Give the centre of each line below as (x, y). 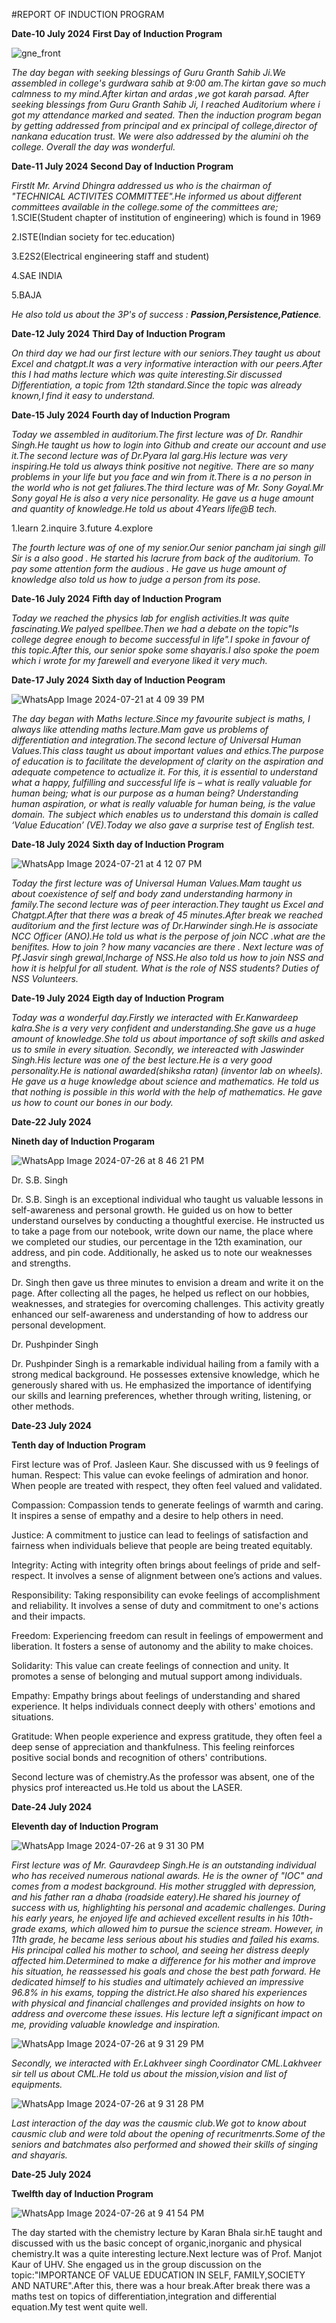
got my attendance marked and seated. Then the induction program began (166, 115)
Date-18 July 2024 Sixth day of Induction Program (118, 844)
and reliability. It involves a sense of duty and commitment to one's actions (165, 1605)
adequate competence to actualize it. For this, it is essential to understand (164, 772)
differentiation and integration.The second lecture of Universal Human (156, 740)
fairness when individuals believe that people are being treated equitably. (162, 1545)
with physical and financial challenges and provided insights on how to (158, 2003)
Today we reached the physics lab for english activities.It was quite (150, 618)
